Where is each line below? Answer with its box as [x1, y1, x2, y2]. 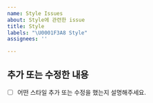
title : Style [7, 23, 45, 30]
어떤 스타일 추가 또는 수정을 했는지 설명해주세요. [17, 88, 146, 96]
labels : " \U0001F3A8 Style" [7, 29, 88, 36]
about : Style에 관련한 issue [7, 16, 85, 23]
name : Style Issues [7, 10, 63, 17]
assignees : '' [7, 36, 48, 43]
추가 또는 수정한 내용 [7, 69, 89, 80]
